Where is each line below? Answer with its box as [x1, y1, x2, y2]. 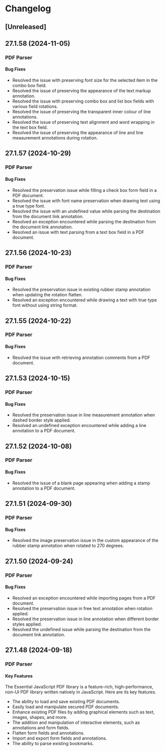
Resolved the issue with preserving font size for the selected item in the [12, 77, 158, 83]
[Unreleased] [5, 23, 47, 31]
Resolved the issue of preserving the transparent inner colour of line [12, 109, 151, 115]
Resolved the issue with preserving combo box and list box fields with [12, 98, 154, 104]
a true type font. [12, 203, 45, 209]
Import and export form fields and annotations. [12, 735, 107, 741]
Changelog [5, 3, 51, 14]
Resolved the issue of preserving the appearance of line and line [12, 130, 144, 136]
